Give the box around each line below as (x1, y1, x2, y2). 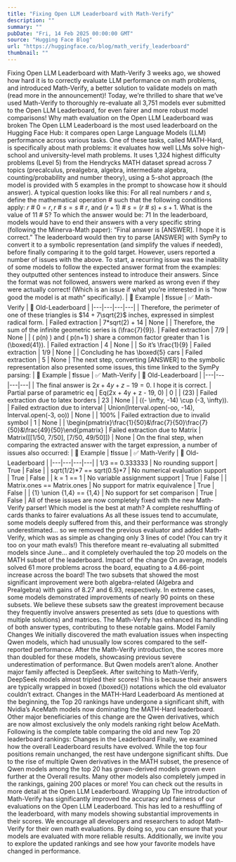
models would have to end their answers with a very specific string (7, 218, 202, 226)
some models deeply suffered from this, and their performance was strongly (7, 518, 228, 527)
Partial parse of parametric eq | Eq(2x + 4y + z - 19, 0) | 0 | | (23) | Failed (7, 388, 218, 397)
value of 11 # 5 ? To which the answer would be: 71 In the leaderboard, (7, 210, 209, 218)
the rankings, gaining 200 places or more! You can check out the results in (7, 779, 223, 788)
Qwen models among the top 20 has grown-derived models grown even (7, 764, 216, 773)
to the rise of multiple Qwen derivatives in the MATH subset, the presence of (7, 757, 229, 766)
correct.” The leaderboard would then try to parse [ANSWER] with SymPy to (7, 233, 228, 241)
